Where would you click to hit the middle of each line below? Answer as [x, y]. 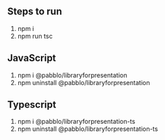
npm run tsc [35, 36]
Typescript [32, 105]
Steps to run [35, 12]
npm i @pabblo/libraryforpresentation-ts [76, 122]
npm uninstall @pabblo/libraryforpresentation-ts [88, 129]
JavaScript [32, 58]
